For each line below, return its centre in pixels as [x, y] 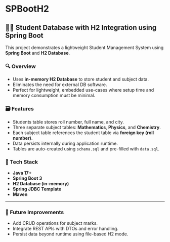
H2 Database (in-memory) [41, 183]
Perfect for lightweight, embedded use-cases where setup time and [83, 90]
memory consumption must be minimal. [54, 95]
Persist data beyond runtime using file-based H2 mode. [70, 234]
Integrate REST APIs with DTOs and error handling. [66, 229]
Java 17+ [22, 173]
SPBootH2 [27, 9]
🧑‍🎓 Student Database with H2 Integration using [81, 28]
